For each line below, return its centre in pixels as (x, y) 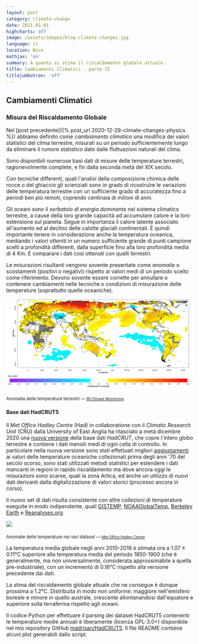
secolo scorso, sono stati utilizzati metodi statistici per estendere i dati (92, 463)
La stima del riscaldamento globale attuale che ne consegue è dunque (92, 585)
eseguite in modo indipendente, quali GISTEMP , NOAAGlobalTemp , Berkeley (99, 506)
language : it (22, 44)
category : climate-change (38, 19)
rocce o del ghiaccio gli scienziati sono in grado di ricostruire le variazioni (96, 185)
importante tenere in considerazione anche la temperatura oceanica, (90, 235)
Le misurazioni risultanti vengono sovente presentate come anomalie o (93, 265)
